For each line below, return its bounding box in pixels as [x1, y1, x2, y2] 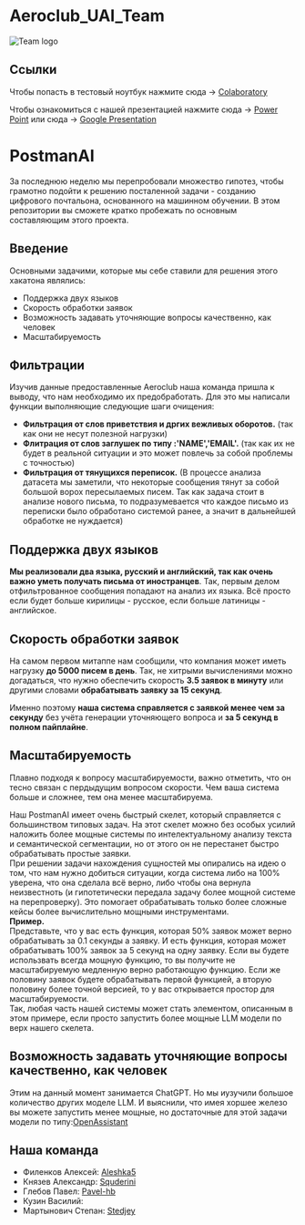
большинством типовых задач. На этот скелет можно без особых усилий [9, 818, 296, 829]
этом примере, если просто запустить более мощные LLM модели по [9, 1013, 282, 1024]
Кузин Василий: [22, 1196, 84, 1207]
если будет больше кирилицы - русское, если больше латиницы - [9, 595, 267, 606]
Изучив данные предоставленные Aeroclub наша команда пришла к [9, 382, 275, 393]
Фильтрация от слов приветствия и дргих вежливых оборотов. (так [22, 418, 294, 429]
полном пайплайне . [9, 721, 88, 732]
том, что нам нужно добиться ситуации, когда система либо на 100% [9, 867, 280, 878]
